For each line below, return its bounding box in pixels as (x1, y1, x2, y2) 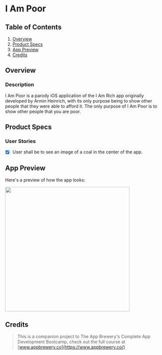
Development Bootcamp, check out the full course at (17, 339, 126, 345)
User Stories (5, 138, 36, 144)
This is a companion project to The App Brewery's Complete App (17, 334, 151, 340)
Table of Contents (5, 23, 62, 31)
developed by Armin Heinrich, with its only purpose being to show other (5, 98, 153, 104)
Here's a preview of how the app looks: (5, 177, 85, 183)
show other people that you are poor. (5, 108, 81, 115)
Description (5, 81, 34, 88)
